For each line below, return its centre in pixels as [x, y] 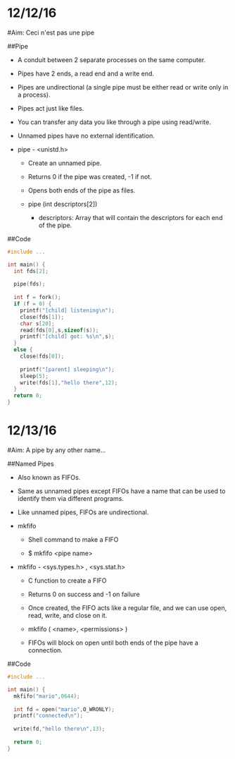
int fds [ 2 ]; [31, 271]
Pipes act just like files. [51, 108]
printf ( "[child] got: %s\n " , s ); [67, 336]
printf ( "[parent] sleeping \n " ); [67, 369]
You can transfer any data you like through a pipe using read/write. [114, 122]
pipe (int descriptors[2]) [63, 204]
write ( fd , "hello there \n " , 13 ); [59, 729]
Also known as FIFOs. [49, 477]
